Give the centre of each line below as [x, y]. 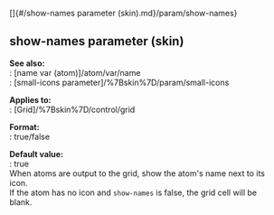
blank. [21, 201]
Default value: [36, 154]
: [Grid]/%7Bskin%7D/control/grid [72, 109]
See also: [27, 63]
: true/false [30, 136]
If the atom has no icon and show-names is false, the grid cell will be [133, 192]
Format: [24, 126]
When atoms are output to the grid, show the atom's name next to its [137, 173]
